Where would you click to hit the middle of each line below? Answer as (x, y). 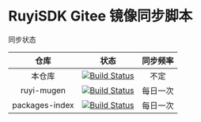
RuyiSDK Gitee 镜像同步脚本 (100, 16)
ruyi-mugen (43, 90)
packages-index (43, 105)
